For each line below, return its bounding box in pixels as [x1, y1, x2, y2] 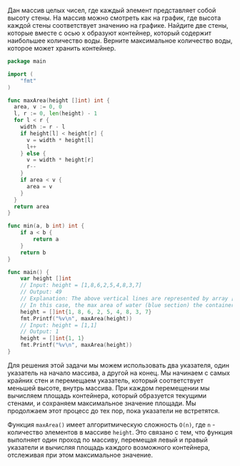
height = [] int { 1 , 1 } [20, 335, 84, 342]
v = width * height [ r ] [26, 156, 94, 163]
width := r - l [20, 123, 66, 131]
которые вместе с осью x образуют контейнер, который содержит [7, 29, 212, 37]
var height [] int [20, 275, 72, 283]
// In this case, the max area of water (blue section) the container [20, 301, 235, 309]
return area [14, 203, 50, 210]
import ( [7, 71, 34, 78]
